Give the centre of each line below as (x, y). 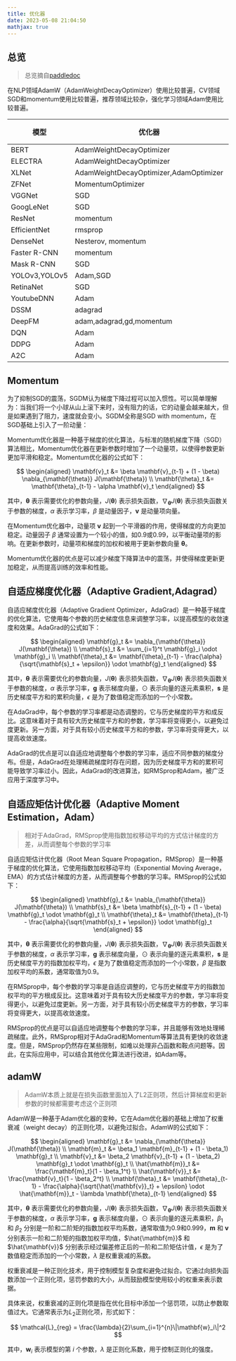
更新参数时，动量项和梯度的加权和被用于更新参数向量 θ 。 (109, 543)
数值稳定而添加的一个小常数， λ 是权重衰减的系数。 (81, 1255)
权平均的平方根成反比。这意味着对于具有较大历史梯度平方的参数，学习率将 (115, 995)
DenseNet (27, 241)
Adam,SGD (93, 276)
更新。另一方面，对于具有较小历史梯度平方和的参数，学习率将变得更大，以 (121, 729)
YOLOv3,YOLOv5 (39, 276)
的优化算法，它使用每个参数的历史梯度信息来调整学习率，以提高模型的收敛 (115, 618)
